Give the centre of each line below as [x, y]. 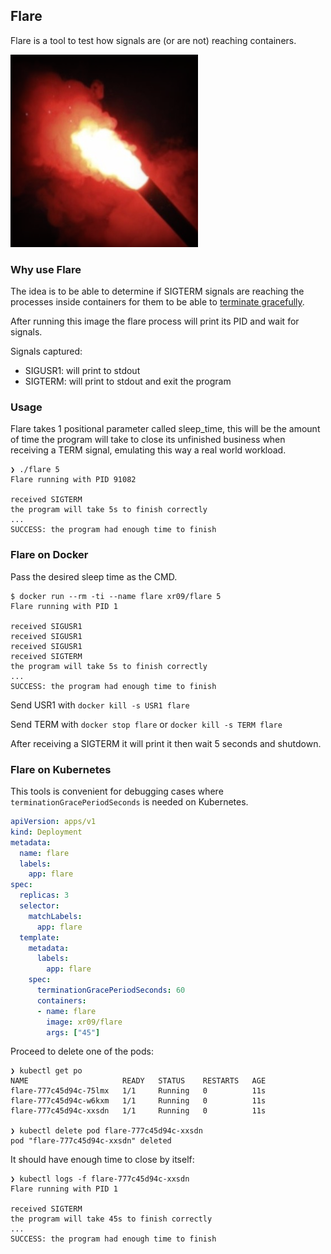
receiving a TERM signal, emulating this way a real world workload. [148, 450]
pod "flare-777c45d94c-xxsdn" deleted [91, 1141]
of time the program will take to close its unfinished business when [148, 440]
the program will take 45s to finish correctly [111, 1219]
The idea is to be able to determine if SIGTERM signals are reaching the [157, 291]
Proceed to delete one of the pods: [82, 1051]
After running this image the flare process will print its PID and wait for [155, 321]
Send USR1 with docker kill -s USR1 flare [100, 705]
